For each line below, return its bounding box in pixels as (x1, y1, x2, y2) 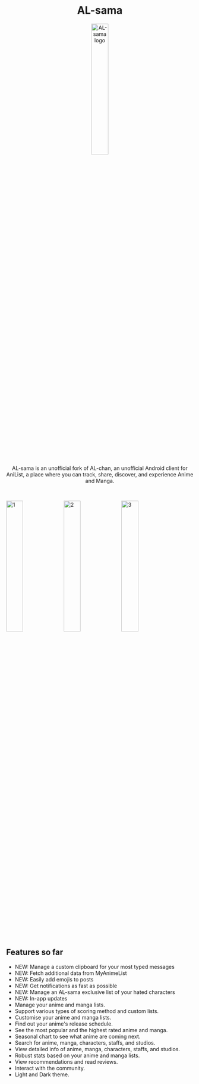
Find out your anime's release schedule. (14, 1020, 113, 1027)
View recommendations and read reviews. (14, 1058, 118, 1065)
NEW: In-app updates (14, 995, 68, 1002)
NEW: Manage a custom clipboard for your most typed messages (14, 963, 175, 970)
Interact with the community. (14, 1064, 85, 1071)
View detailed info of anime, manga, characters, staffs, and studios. (14, 1045, 180, 1052)
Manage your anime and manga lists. (14, 1001, 105, 1008)
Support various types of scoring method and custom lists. (14, 1007, 159, 1014)
